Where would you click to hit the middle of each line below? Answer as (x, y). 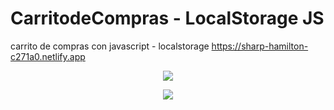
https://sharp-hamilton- (260, 46)
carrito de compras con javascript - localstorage (110, 46)
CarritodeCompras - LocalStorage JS (167, 18)
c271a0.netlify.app (48, 56)
